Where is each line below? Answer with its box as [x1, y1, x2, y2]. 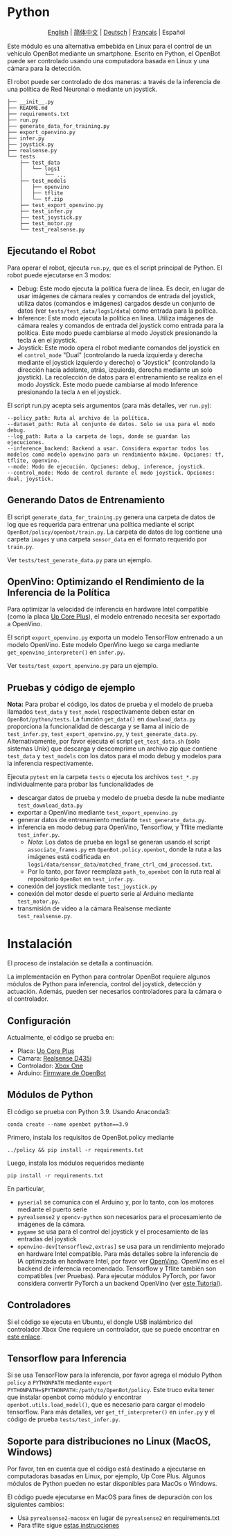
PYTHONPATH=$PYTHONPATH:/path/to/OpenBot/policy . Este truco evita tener [7, 1386, 215, 1394]
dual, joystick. [7, 475, 54, 482]
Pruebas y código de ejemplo [7, 682, 136, 694]
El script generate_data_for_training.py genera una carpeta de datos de [7, 512, 215, 521]
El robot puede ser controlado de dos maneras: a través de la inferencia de [7, 77, 221, 85]
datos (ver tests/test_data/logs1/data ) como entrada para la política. [17, 307, 218, 315]
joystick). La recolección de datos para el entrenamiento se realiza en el [17, 373, 223, 381]
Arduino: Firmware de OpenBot [17, 1068, 106, 1077]
